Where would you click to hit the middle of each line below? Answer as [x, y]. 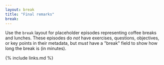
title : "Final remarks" [30, 14]
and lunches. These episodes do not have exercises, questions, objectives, [82, 38]
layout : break [20, 10]
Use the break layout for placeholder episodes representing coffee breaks [81, 33]
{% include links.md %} [29, 58]
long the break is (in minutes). [36, 49]
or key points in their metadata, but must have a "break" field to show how [82, 43]
